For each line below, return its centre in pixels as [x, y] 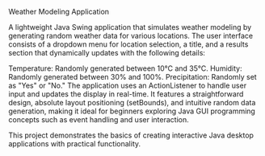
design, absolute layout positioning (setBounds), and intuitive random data [132, 103]
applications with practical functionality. [75, 144]
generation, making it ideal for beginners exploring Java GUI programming [132, 111]
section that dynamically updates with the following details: [107, 53]
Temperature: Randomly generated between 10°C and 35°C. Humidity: [125, 68]
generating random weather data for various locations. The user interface [130, 36]
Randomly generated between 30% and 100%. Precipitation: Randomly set [132, 77]
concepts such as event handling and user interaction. [99, 119]
